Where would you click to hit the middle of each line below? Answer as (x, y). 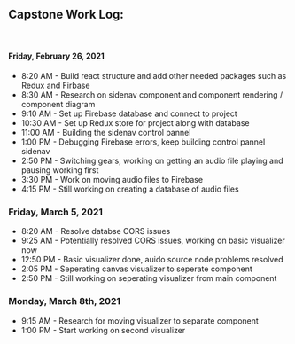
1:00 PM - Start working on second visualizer (103, 330)
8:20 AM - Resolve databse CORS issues (96, 231)
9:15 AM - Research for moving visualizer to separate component (140, 321)
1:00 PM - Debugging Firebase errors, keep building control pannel (143, 142)
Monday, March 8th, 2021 (65, 301)
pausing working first (60, 170)
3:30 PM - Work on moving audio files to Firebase (112, 180)
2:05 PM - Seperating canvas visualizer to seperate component (137, 269)
